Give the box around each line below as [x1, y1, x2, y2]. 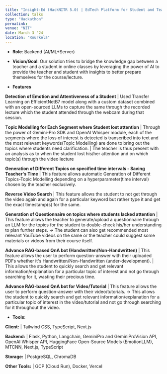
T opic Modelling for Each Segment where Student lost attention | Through [5, 124, 161, 130]
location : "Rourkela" [5, 35, 50, 40]
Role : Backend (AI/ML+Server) [12, 48, 75, 55]
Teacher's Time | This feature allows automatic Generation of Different [5, 171, 151, 177]
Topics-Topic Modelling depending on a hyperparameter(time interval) [5, 176, 149, 182]
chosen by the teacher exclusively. [5, 181, 76, 187]
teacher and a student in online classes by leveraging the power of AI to [12, 63, 160, 70]
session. [5, 114, 22, 120]
